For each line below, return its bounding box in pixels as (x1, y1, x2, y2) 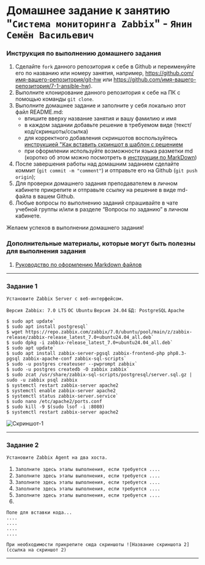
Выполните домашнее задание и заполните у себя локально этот (15, 102, 186, 109)
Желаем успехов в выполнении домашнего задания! (6, 224, 145, 231)
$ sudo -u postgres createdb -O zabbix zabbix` (6, 366, 130, 373)
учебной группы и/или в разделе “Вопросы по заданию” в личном (15, 206, 189, 213)
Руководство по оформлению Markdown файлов (15, 261, 142, 268)
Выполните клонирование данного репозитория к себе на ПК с (15, 89, 181, 97)
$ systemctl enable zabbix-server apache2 (6, 388, 116, 394)
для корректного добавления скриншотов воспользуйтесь (24, 134, 178, 142)
